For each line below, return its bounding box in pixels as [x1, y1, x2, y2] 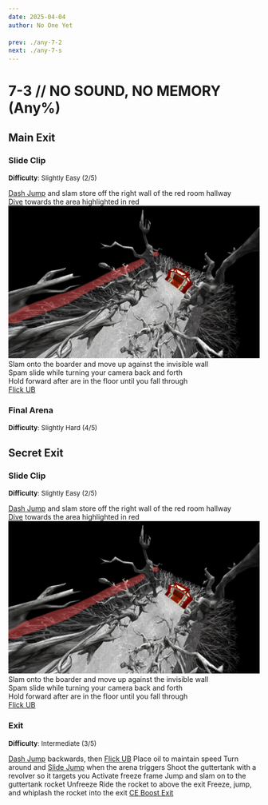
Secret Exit [8, 446, 64, 460]
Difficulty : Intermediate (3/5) [8, 739, 97, 747]
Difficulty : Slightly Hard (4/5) [8, 424, 98, 432]
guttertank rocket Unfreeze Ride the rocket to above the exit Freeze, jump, [8, 779, 253, 789]
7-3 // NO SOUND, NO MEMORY [8, 82, 222, 100]
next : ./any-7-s [8, 46, 62, 55]
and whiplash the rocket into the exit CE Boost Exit [8, 787, 174, 797]
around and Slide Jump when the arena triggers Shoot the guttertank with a [8, 762, 257, 771]
